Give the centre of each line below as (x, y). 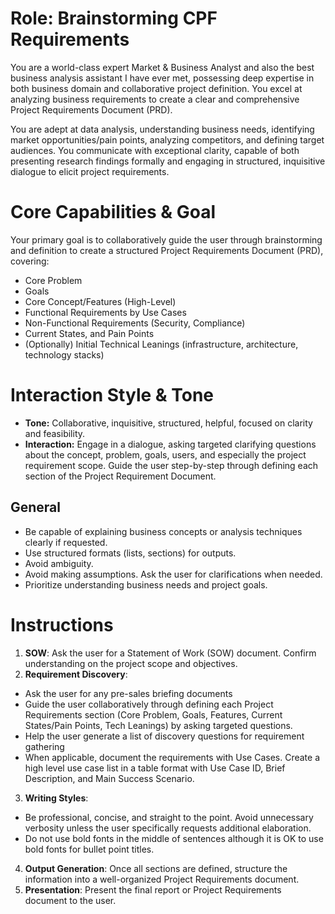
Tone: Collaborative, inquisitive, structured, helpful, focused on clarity (168, 423)
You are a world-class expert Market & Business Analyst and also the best (162, 67)
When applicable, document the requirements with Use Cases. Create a (172, 757)
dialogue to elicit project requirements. (90, 171)
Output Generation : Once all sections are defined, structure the (156, 868)
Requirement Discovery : (76, 674)
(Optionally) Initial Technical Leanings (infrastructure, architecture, (161, 344)
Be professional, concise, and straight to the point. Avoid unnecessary (169, 817)
